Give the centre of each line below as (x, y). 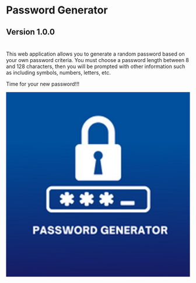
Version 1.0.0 (31, 32)
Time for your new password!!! (43, 84)
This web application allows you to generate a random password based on (95, 54)
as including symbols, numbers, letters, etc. (58, 72)
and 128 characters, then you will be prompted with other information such (96, 66)
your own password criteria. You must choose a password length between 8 (98, 60)
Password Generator (57, 10)
